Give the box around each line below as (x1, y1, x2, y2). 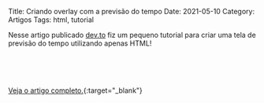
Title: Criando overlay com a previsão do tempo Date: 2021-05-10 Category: (8, 7, 255, 16)
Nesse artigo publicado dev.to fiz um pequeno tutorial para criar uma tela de (8, 31, 256, 39)
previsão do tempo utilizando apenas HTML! (8, 39, 152, 48)
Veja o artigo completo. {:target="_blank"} (8, 86, 143, 95)
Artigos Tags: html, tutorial (8, 15, 95, 24)
